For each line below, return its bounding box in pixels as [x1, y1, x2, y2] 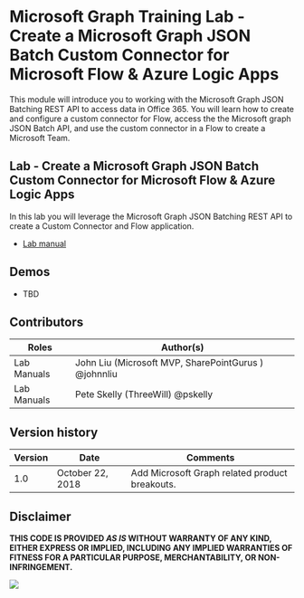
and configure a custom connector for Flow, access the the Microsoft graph [9, 113, 291, 124]
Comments [185, 451, 235, 464]
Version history [9, 424, 99, 440]
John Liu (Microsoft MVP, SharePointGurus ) [75, 356, 264, 369]
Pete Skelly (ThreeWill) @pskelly [75, 388, 214, 401]
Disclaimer [9, 508, 71, 524]
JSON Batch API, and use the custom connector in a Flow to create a [9, 122, 266, 133]
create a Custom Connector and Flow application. [9, 220, 195, 232]
